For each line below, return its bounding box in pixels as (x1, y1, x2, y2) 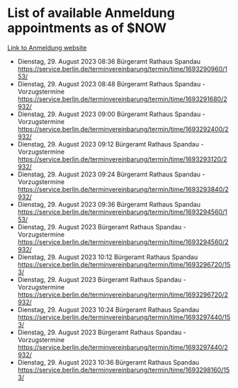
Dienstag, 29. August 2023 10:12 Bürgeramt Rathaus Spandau (17, 253, 198, 261)
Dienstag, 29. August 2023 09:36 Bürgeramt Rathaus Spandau (17, 200, 200, 208)
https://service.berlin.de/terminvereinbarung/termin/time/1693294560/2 (17, 237, 229, 246)
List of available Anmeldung (7, 5, 175, 21)
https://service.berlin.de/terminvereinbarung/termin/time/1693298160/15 (17, 365, 230, 374)
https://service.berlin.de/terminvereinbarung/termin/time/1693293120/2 (17, 154, 228, 164)
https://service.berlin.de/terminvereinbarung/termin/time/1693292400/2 (17, 125, 229, 133)
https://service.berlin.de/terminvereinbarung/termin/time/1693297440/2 (17, 343, 229, 351)
